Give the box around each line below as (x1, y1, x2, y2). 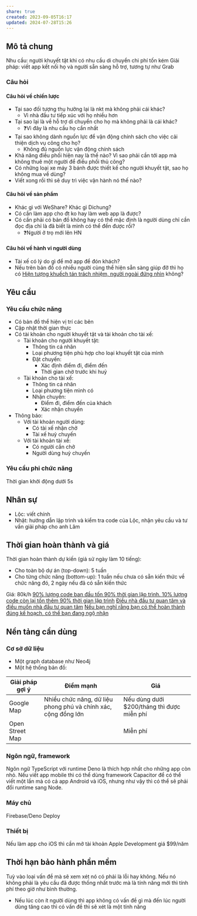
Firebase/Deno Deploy (6, 812, 60, 819)
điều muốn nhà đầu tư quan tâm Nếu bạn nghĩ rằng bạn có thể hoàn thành (6, 603, 186, 610)
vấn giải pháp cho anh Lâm (14, 523, 80, 530)
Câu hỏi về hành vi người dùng (6, 245, 81, 252)
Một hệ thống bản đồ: (14, 664, 67, 671)
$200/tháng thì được (123, 703, 181, 711)
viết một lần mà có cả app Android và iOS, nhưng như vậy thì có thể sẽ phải (6, 778, 188, 785)
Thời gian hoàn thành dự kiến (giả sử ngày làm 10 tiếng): (6, 556, 142, 563)
